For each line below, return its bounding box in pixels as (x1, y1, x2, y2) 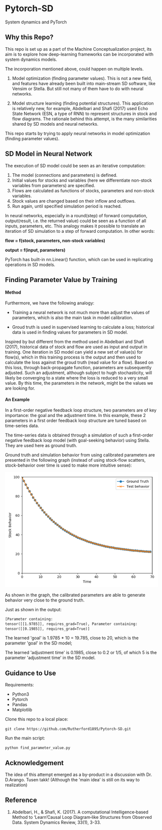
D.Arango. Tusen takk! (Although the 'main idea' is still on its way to (5, 776, 140, 782)
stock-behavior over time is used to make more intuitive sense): (5, 462, 132, 468)
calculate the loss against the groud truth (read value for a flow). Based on (5, 359, 154, 365)
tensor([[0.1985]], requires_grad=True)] (5, 626, 90, 631)
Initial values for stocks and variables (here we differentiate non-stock (12, 177, 152, 183)
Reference (5, 796, 37, 804)
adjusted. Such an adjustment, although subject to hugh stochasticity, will (5, 370, 152, 376)
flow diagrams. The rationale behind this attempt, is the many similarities (12, 115, 157, 122)
